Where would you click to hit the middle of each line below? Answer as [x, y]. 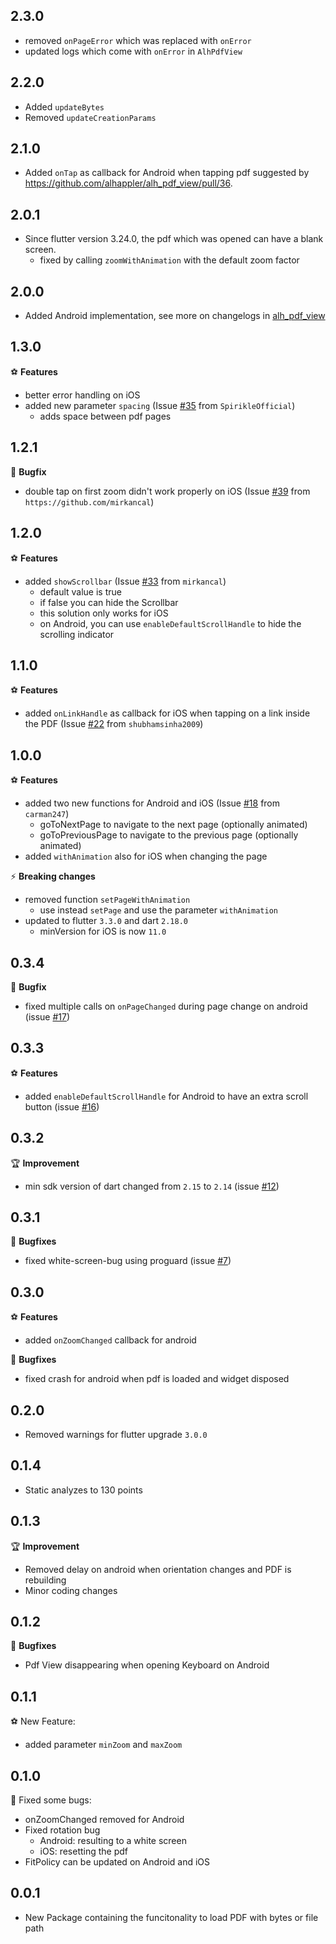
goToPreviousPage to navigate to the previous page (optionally [169, 835]
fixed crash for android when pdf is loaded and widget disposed [157, 1379]
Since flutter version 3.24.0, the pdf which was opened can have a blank [174, 239]
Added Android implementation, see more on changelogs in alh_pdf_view [175, 316]
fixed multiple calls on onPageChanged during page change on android [166, 1006]
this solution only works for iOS [104, 613]
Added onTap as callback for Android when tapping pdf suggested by [167, 173]
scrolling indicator [77, 634]
